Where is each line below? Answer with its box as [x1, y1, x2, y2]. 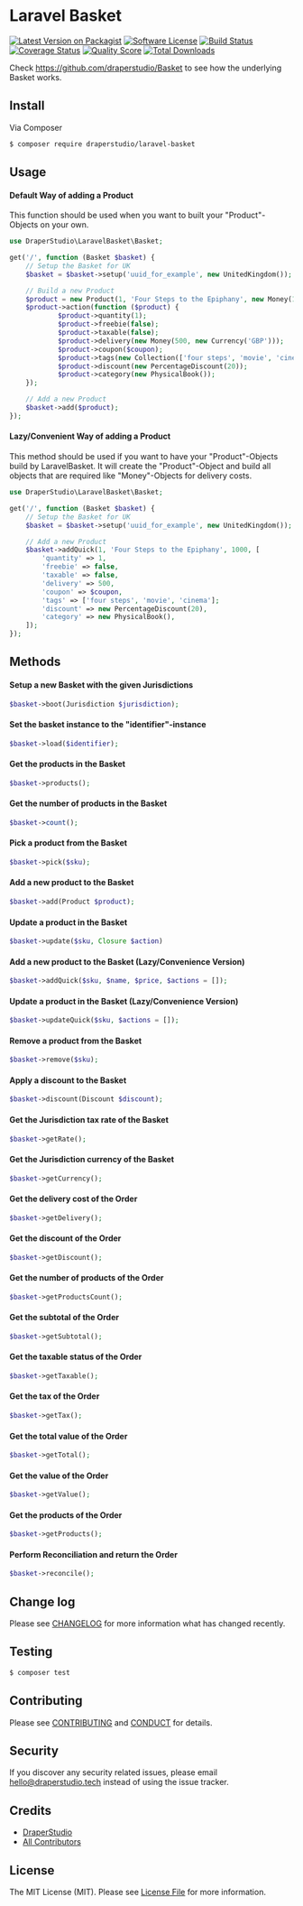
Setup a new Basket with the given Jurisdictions [9, 680, 194, 690]
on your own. [40, 219, 89, 230]
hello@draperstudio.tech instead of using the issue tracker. [9, 1777, 230, 1788]
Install [9, 98, 45, 114]
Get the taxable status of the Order [9, 1351, 142, 1363]
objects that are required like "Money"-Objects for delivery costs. [9, 470, 252, 481]
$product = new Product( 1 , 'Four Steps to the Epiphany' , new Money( [25, 294, 293, 303]
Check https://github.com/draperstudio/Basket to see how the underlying [9, 62, 282, 73]
